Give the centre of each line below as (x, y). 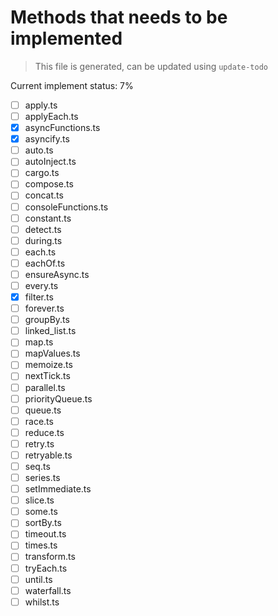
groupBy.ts (47, 320)
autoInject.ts (50, 162)
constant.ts (48, 218)
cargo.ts (42, 173)
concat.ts (44, 195)
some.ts (41, 512)
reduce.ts (44, 432)
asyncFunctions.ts (62, 128)
